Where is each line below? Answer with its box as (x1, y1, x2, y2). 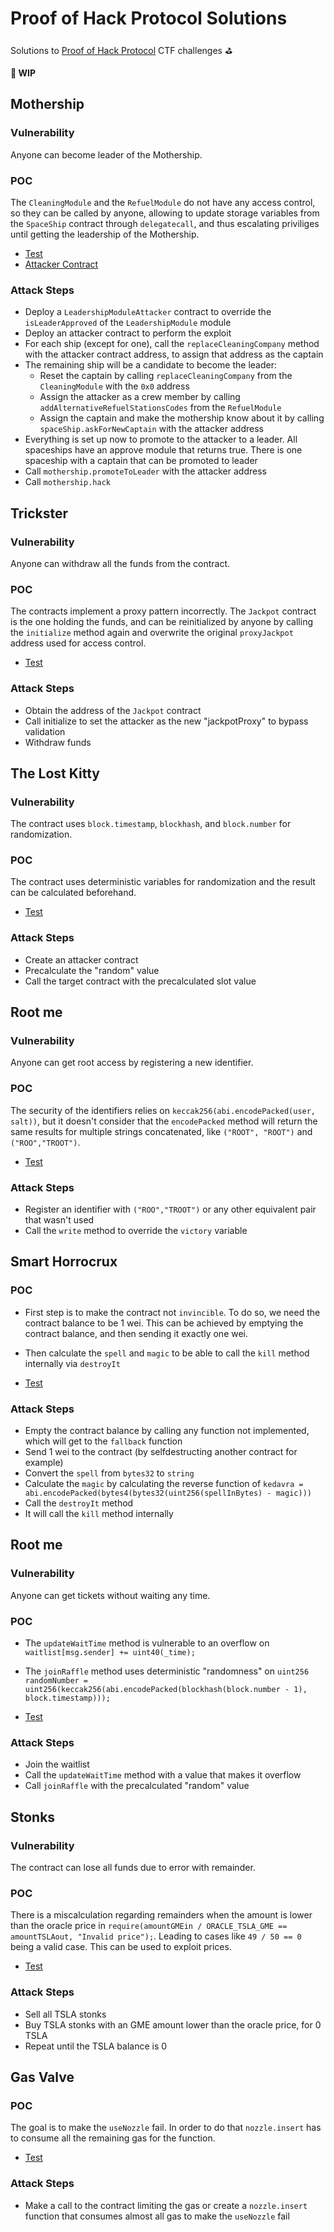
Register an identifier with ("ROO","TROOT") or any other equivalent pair (24, 1203, 317, 1216)
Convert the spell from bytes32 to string (24, 1467, 195, 1479)
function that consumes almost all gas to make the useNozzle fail (24, 2210, 290, 2222)
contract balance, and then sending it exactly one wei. (24, 1327, 249, 1339)
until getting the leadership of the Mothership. (10, 228, 200, 240)
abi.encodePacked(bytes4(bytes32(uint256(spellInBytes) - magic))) (24, 1488, 312, 1499)
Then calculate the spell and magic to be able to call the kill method (24, 1347, 310, 1359)
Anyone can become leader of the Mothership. (10, 148, 203, 161)
